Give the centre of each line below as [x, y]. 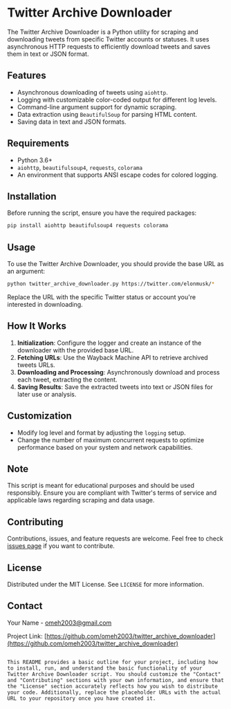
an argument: [26, 272]
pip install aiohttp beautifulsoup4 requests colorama [88, 226]
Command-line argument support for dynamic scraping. [97, 107]
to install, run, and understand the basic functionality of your [105, 668]
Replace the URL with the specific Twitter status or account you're [101, 297]
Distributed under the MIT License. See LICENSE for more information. [105, 584]
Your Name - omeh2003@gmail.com [59, 623]
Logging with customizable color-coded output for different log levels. [117, 100]
